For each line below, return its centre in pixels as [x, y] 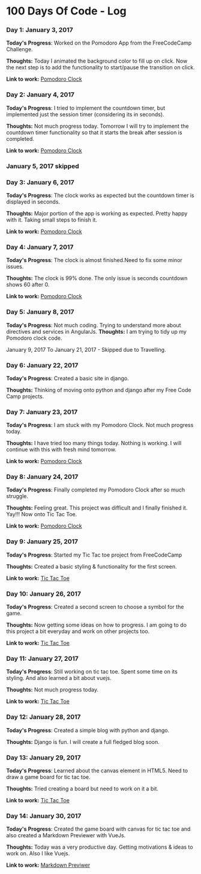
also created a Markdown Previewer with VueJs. [66, 835]
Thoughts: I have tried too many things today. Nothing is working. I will [94, 443]
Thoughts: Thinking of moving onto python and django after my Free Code [99, 390]
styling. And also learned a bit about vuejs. [59, 678]
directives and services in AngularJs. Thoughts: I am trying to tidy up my [97, 331]
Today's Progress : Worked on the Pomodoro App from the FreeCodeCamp [99, 43]
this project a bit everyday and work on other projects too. [78, 631]
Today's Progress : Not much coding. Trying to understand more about [94, 325]
